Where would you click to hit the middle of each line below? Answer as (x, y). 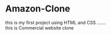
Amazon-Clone (38, 9)
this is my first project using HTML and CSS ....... (55, 22)
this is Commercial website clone (40, 27)
